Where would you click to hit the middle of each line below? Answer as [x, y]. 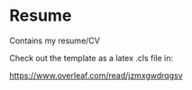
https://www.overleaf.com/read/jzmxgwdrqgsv [96, 75]
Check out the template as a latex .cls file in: [91, 58]
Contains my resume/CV [55, 40]
